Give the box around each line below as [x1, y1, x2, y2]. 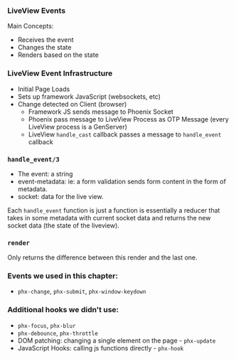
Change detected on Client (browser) [17, 100, 127, 108]
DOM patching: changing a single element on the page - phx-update [17, 336, 216, 345]
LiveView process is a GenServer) [28, 122, 128, 131]
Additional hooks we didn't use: [7, 305, 119, 315]
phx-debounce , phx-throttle [17, 328, 98, 337]
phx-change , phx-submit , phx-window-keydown [17, 287, 146, 296]
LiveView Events [7, 6, 66, 16]
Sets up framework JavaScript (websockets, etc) [17, 92, 161, 101]
